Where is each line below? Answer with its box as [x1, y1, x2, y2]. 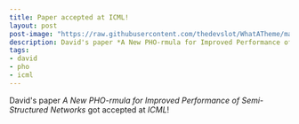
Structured [9, 104, 49, 115]
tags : [9, 46, 29, 55]
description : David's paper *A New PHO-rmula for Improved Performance [9, 37, 280, 47]
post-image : [9, 29, 53, 38]
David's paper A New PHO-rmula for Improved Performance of [9, 95, 240, 105]
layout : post [9, 21, 58, 30]
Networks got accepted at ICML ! [50, 104, 170, 115]
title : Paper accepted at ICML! [9, 12, 129, 22]
